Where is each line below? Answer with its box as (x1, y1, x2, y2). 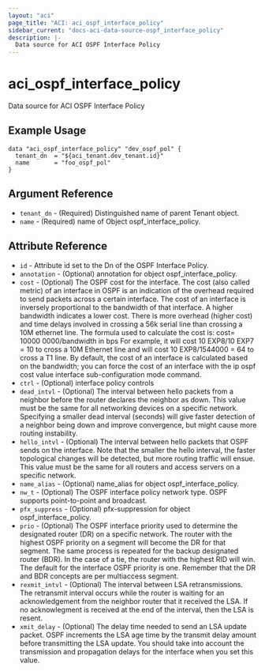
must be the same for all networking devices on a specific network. (19, 403, 239, 413)
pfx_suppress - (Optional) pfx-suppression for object (19, 503, 191, 514)
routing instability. (19, 428, 78, 438)
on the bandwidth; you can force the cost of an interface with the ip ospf (19, 361, 256, 371)
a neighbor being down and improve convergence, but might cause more (19, 420, 257, 429)
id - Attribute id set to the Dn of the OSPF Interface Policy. (19, 260, 209, 270)
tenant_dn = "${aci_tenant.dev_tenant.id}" (15, 152, 164, 160)
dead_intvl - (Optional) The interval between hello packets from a (19, 386, 234, 396)
